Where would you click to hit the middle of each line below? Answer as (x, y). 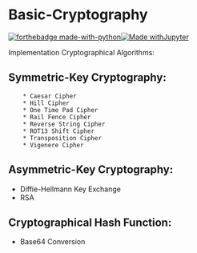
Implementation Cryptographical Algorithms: (81, 52)
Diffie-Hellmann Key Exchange (70, 189)
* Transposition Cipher (62, 138)
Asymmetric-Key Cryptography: (91, 170)
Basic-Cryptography (78, 15)
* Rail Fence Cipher (57, 117)
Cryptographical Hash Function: (90, 222)
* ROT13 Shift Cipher (58, 131)
